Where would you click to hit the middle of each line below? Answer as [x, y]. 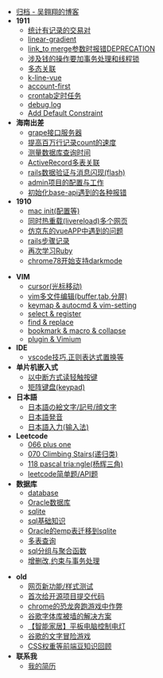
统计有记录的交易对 [59, 30]
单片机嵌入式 [37, 367]
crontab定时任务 [54, 95]
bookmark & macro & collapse [77, 331]
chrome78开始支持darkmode [75, 261]
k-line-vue [45, 77]
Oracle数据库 [49, 502]
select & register [54, 313]
